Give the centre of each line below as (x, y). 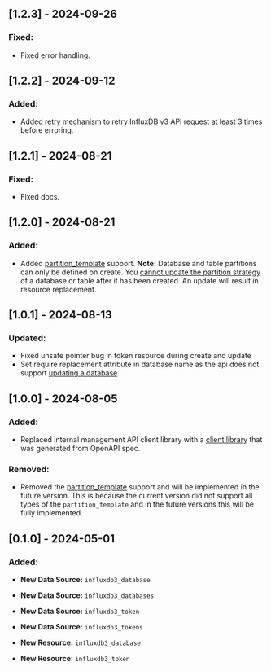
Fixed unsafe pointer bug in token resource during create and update (136, 356)
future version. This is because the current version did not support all (136, 496)
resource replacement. (58, 289)
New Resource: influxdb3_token (75, 659)
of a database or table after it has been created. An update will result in (139, 280)
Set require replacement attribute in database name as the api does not (140, 364)
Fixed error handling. (55, 55)
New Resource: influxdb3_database (80, 642)
